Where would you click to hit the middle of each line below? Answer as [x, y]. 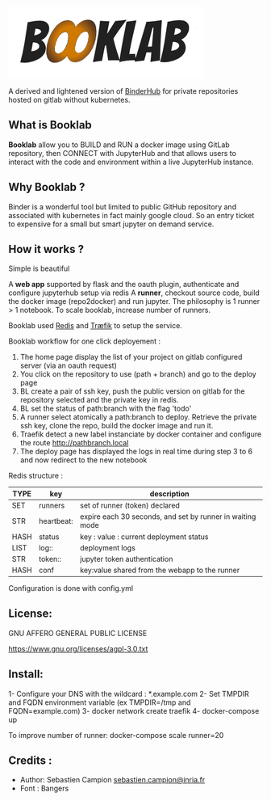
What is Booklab [50, 125]
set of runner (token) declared [130, 506]
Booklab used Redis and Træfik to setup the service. [96, 326]
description [169, 493]
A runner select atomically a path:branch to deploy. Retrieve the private [138, 417]
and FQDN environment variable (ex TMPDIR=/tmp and [100, 702]
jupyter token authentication [127, 559]
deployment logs [108, 547]
